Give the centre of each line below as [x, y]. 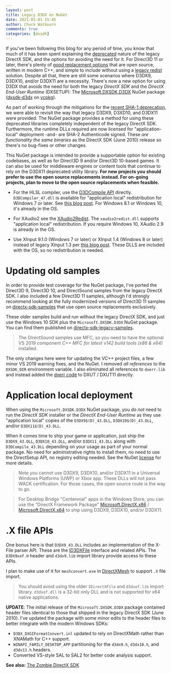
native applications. [39, 597]
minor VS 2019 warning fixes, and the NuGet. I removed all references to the [86, 363]
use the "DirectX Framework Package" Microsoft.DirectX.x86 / [84, 504]
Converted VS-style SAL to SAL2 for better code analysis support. [82, 655]
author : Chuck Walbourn [31, 24]
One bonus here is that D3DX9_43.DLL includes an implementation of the [80, 545]
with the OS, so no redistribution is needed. [59, 250]
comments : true [22, 29]
